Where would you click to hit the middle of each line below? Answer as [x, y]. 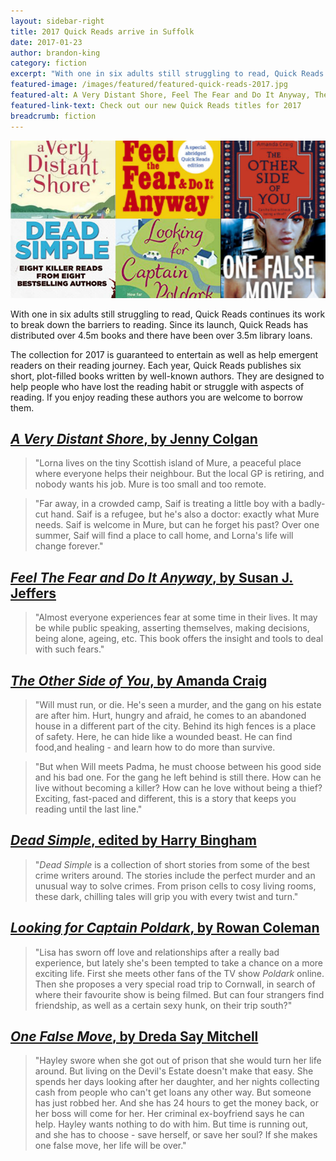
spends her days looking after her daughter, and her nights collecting [177, 1082]
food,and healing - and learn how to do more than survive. [155, 747]
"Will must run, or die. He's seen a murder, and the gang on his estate [178, 704]
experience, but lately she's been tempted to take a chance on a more [179, 962]
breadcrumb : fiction [53, 116]
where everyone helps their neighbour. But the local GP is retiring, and [179, 474]
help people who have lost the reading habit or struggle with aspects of [157, 386]
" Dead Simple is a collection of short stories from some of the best [172, 864]
